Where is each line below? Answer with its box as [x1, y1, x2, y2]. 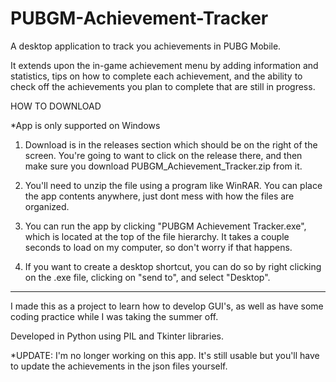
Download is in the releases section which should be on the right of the [24, 138, 318, 151]
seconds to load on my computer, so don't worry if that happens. [24, 241, 293, 253]
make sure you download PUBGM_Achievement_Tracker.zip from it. [24, 160, 303, 172]
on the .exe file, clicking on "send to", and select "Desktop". [24, 271, 271, 283]
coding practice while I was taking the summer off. [10, 310, 219, 322]
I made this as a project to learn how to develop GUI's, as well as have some [10, 300, 324, 312]
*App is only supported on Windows [10, 119, 161, 131]
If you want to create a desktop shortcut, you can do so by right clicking [24, 260, 322, 272]
